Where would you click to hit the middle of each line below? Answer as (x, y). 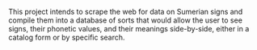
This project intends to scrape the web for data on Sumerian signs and (126, 12)
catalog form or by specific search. (67, 37)
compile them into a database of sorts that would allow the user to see (125, 20)
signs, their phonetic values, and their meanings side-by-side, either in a (129, 29)
